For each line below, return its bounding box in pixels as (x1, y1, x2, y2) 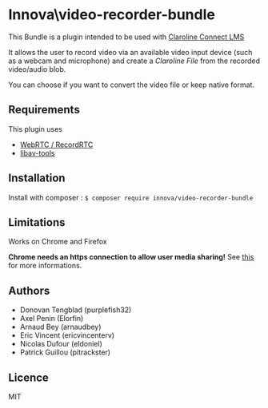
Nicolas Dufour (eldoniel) (19, 339, 102, 349)
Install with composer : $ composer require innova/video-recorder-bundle (8, 192, 254, 202)
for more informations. (8, 261, 82, 271)
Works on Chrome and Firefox (8, 237, 107, 247)
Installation (8, 172, 66, 185)
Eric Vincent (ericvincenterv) (19, 331, 114, 340)
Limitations (8, 216, 66, 229)
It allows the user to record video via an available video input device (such (8, 47, 253, 57)
